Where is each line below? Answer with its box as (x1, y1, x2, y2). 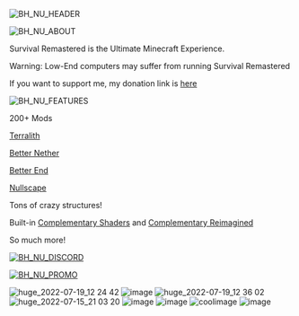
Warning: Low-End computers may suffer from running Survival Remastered (9, 61, 290, 71)
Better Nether (9, 148, 60, 158)
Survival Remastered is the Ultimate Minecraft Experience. (9, 43, 225, 54)
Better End (9, 165, 48, 175)
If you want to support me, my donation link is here (9, 78, 198, 89)
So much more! (9, 234, 66, 245)
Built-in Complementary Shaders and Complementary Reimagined (9, 217, 254, 228)
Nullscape (9, 182, 47, 193)
